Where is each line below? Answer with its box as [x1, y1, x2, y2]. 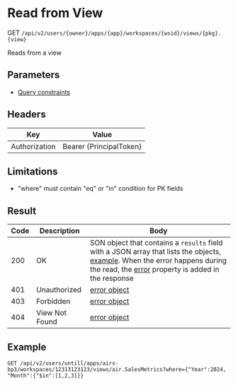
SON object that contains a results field [89, 238, 223, 248]
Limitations [7, 165, 58, 177]
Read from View [7, 5, 103, 21]
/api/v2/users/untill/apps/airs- [20, 360, 119, 367]
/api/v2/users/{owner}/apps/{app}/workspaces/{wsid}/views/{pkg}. [21, 30, 222, 37]
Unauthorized [36, 285, 82, 295]
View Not [36, 308, 67, 318]
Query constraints [17, 87, 71, 96]
